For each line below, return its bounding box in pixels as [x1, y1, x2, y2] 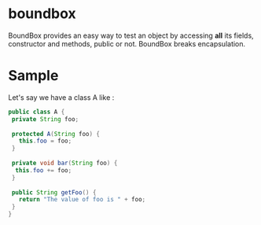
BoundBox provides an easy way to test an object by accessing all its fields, [8, 31, 254, 40]
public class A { [8, 108, 65, 116]
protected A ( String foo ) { [11, 130, 101, 138]
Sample [8, 67, 59, 85]
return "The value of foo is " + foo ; [18, 196, 146, 204]
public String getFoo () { [11, 188, 97, 197]
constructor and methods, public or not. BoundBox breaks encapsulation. [8, 39, 246, 48]
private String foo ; [11, 115, 79, 123]
